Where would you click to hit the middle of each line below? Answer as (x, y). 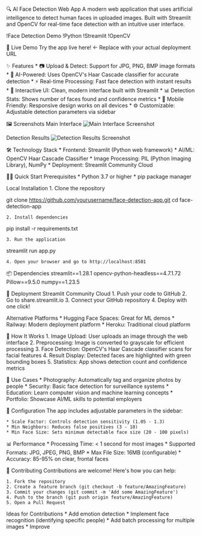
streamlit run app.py (31, 251)
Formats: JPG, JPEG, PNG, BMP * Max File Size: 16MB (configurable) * (94, 452)
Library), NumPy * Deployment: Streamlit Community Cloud (79, 165)
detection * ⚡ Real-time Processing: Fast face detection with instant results (99, 81)
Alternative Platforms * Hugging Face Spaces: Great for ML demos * (91, 318)
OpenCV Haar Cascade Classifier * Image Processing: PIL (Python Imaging (99, 158)
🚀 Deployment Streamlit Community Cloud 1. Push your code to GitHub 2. (97, 294)
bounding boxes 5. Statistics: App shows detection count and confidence (97, 362)
